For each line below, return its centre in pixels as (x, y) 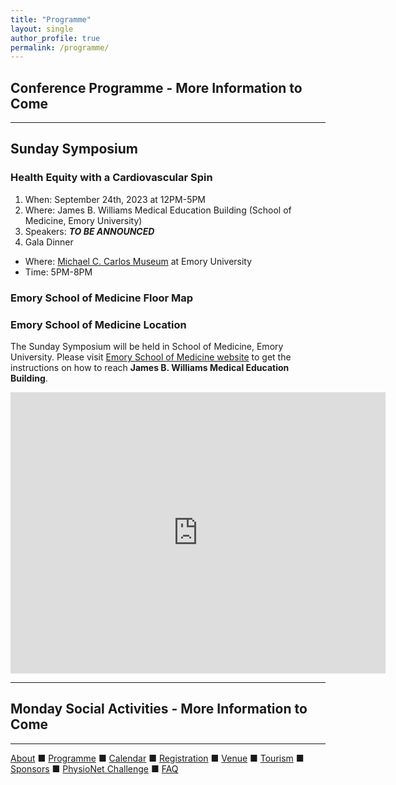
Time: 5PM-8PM (58, 272)
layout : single (42, 29)
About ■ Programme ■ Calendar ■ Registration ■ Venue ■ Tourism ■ (157, 758)
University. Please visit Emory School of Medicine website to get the (151, 357)
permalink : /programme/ (60, 47)
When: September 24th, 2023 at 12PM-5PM (115, 199)
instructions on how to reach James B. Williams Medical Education (150, 367)
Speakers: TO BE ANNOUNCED (89, 231)
